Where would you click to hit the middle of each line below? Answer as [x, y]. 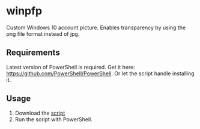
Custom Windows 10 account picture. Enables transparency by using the [96, 27]
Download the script [40, 113]
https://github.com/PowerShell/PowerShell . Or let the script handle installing [100, 73]
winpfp [24, 11]
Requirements [33, 53]
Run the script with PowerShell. [54, 119]
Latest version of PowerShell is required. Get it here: [71, 67]
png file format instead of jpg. [43, 33]
